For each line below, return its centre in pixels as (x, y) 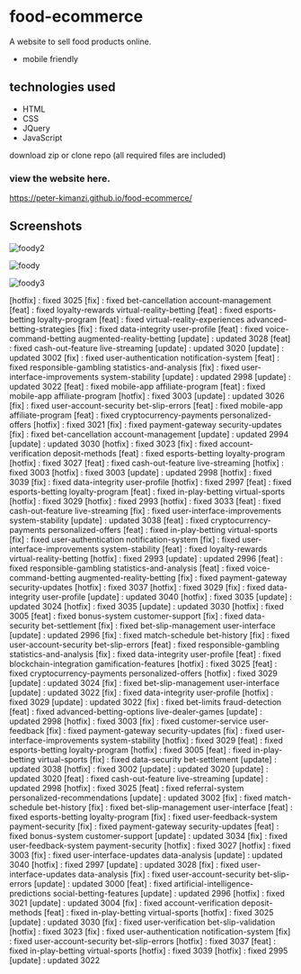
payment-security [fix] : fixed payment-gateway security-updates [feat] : (144, 826)
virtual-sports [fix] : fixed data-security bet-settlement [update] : (157, 759)
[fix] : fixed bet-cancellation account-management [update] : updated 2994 (149, 434)
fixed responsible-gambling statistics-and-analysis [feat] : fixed (127, 568)
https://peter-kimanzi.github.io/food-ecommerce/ (101, 198)
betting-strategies (43, 329)
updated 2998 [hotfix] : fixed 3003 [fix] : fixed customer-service (128, 721)
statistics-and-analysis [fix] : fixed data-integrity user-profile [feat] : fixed (145, 654)
